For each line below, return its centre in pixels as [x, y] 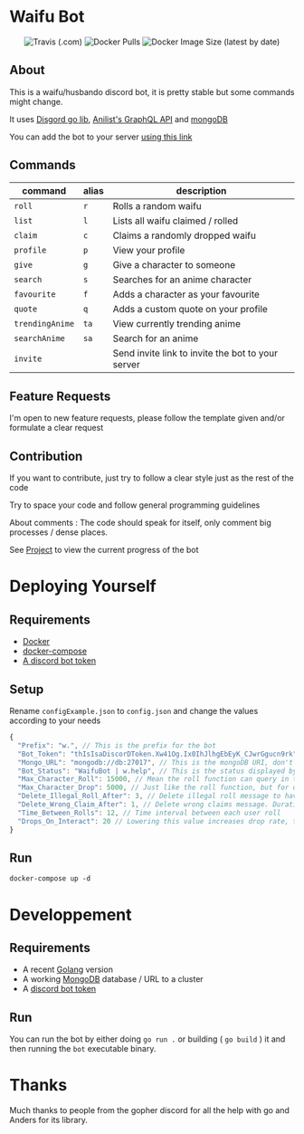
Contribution [46, 456]
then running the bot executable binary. [83, 1049]
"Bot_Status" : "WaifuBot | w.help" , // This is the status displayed [151, 771]
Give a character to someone [174, 264]
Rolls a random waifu [157, 205]
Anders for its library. [49, 1120]
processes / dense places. [59, 532]
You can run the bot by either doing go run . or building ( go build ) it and [147, 1039]
